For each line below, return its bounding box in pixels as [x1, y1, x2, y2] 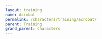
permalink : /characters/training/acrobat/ [5, 17, 97, 22]
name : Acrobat [5, 12, 36, 17]
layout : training [5, 7, 42, 13]
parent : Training [5, 21, 42, 27]
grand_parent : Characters [5, 26, 60, 31]
